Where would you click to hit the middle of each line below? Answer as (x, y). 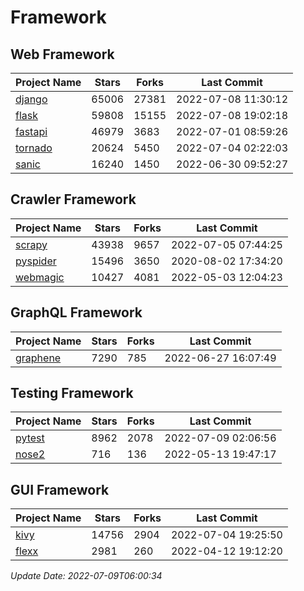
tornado (34, 148)
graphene (38, 358)
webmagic (40, 277)
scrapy (31, 244)
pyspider (36, 261)
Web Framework (62, 54)
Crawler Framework (73, 199)
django (31, 99)
